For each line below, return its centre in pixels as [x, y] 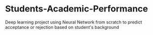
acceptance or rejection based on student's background [62, 27]
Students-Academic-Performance [77, 9]
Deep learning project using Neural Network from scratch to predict [74, 22]
